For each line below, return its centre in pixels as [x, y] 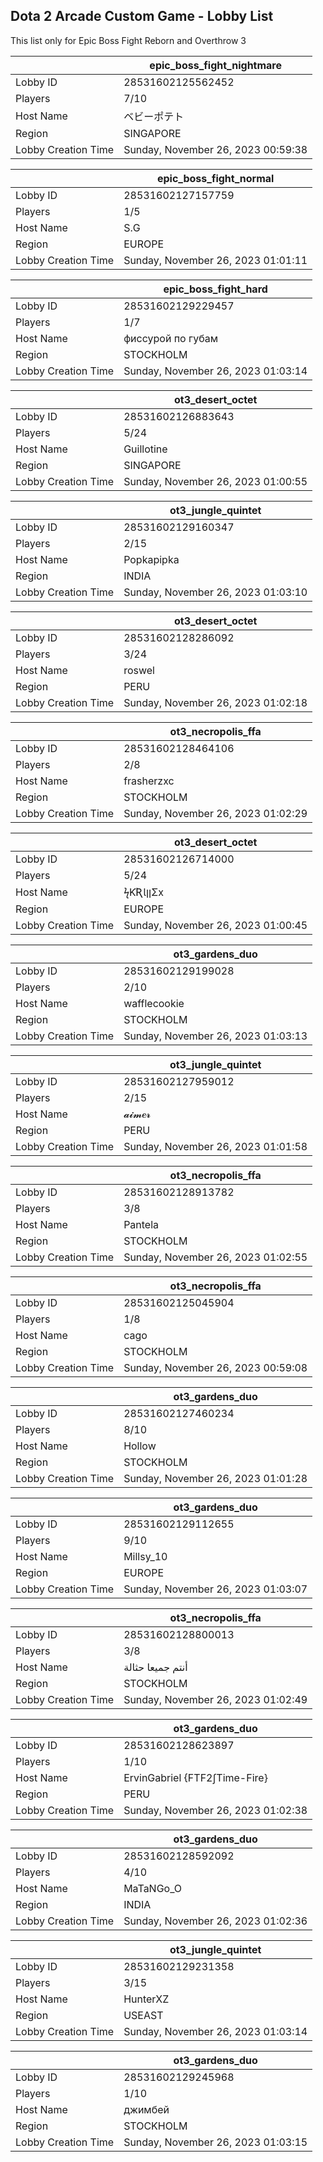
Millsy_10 [145, 1556]
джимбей [146, 2109]
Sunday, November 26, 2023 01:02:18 [215, 702]
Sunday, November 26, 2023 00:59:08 [215, 1367]
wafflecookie [154, 1003]
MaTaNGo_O [153, 1888]
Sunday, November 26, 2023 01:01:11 [215, 260]
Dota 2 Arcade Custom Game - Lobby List [142, 16]
